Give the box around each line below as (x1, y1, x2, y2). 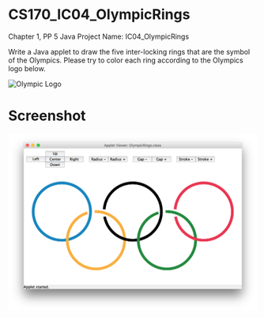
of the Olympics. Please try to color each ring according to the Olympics (8, 55, 243, 65)
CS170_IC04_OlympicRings (8, 6, 190, 24)
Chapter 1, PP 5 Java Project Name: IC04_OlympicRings (8, 32, 190, 41)
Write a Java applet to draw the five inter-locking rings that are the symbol (8, 47, 251, 56)
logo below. (8, 63, 46, 73)
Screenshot (8, 107, 86, 125)
